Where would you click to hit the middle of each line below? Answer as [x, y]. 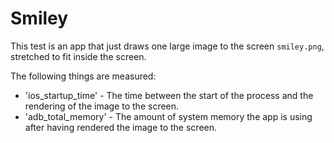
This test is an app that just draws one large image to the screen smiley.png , [167, 46]
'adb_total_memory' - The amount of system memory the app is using [168, 116]
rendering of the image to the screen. [102, 106]
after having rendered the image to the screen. [121, 127]
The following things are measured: [83, 76]
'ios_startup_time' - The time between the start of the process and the [169, 95]
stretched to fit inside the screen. [78, 56]
